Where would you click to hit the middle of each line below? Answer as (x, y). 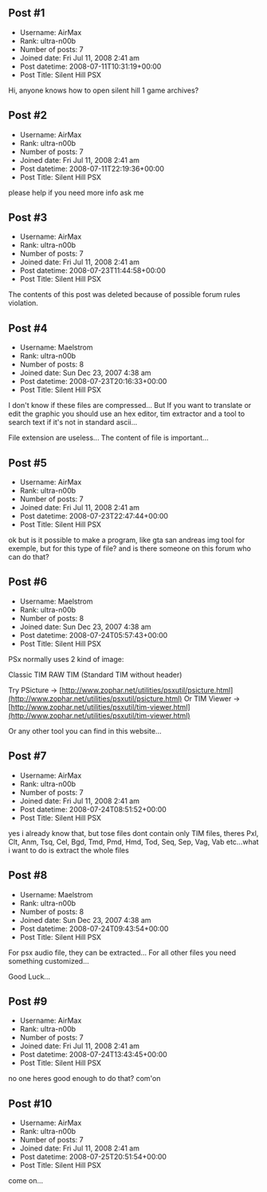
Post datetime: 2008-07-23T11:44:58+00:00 (92, 271)
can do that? (29, 557)
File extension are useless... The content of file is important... (108, 438)
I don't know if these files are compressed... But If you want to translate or (130, 406)
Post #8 (28, 875)
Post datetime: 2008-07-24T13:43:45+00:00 (93, 1055)
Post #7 (27, 756)
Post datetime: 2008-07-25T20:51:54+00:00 (93, 1157)
